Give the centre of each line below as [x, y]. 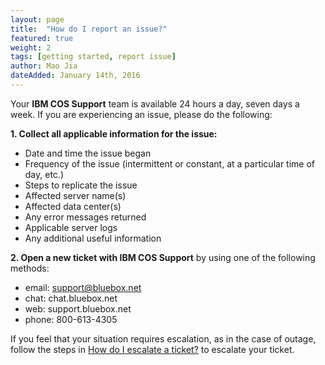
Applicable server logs [71, 227]
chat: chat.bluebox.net [71, 298]
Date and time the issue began [88, 153]
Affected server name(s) [75, 195]
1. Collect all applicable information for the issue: [114, 133]
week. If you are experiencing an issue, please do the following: [141, 114]
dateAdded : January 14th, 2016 [75, 76]
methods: [30, 268]
